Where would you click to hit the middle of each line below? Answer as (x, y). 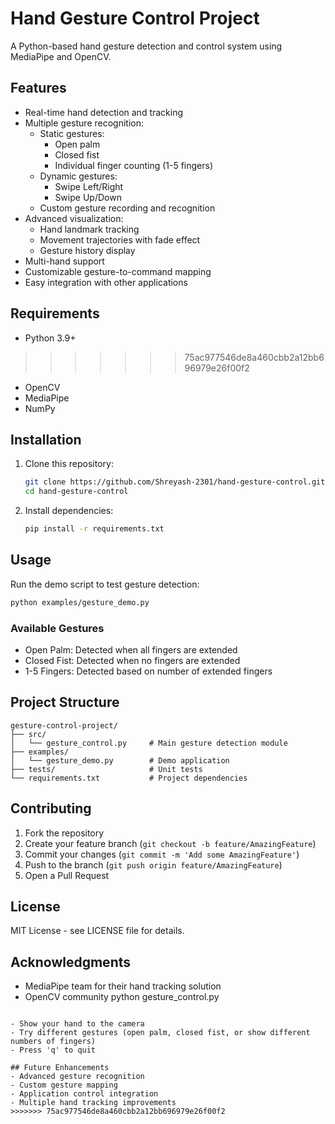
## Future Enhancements (60, 1068)
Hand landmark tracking (89, 229)
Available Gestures (57, 628)
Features (38, 88)
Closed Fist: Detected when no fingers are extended (132, 660)
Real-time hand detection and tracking (104, 112)
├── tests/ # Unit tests (106, 769)
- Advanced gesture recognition (77, 1077)
